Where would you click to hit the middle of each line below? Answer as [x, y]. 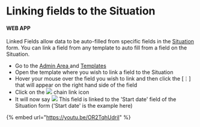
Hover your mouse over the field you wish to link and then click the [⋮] [103, 79]
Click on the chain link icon [52, 92]
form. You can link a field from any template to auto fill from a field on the [97, 48]
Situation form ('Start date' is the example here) [74, 106]
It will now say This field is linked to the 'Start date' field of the [95, 99]
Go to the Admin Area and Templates [61, 66]
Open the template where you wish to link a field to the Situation [94, 72]
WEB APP [19, 28]
